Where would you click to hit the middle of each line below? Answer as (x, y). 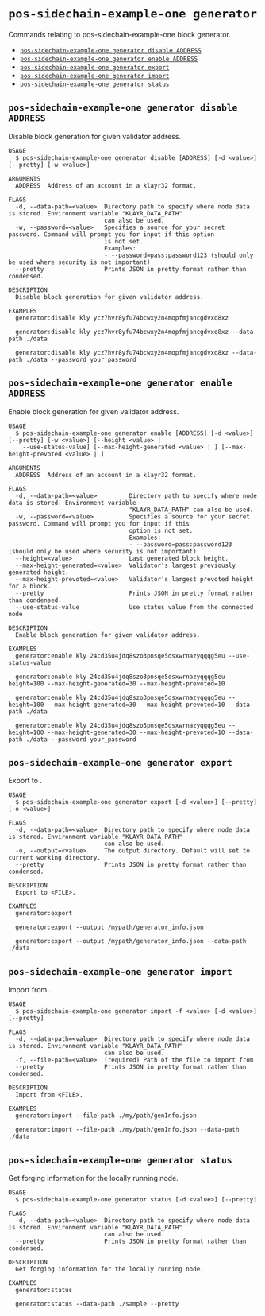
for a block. (30, 586)
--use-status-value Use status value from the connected (134, 607)
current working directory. (55, 858)
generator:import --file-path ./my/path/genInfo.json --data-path (127, 1130)
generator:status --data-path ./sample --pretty (97, 1304)
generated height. (38, 572)
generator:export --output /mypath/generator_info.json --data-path (131, 941)
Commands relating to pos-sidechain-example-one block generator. (120, 34)
